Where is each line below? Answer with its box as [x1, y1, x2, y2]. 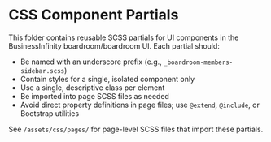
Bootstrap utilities [20, 108, 80, 118]
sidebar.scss [20, 67, 65, 75]
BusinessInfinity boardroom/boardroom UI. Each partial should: [8, 41, 220, 50]
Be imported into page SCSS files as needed [20, 91, 169, 101]
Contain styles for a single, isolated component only [20, 74, 195, 84]
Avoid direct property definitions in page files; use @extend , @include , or [20, 100, 260, 110]
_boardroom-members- [163, 58, 234, 67]
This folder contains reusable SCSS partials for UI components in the [8, 32, 239, 42]
